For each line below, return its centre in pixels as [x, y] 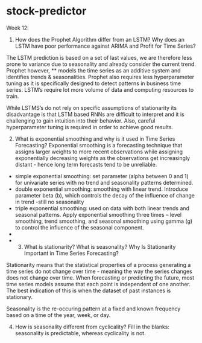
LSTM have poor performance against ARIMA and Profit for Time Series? [105, 46]
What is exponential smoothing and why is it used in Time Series [95, 139]
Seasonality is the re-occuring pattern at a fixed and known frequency [93, 309]
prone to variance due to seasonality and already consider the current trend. [101, 64]
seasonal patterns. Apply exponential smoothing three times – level [98, 214]
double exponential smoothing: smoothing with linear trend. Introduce [102, 189]
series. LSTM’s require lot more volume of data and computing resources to [100, 89]
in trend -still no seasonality [49, 202]
